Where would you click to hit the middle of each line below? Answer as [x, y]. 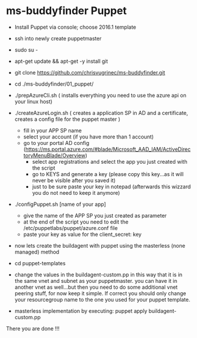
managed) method [37, 252]
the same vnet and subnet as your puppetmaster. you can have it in [96, 280]
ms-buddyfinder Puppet [67, 11]
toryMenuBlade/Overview [54, 155]
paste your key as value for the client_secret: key [82, 234]
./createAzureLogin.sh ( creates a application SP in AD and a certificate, [101, 113]
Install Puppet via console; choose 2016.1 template [75, 27]
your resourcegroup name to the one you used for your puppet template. [102, 299]
